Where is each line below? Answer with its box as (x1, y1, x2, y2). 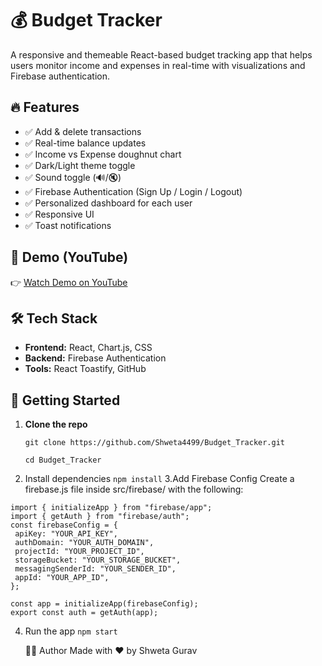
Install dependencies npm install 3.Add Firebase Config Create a (24, 473, 295, 485)
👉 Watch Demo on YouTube (10, 276, 128, 288)
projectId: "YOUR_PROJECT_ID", (14, 547, 145, 557)
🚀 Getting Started (10, 392, 121, 409)
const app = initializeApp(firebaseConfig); (10, 599, 199, 609)
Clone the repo (24, 418, 88, 431)
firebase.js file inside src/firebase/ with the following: (24, 483, 244, 496)
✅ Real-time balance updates (24, 137, 147, 149)
